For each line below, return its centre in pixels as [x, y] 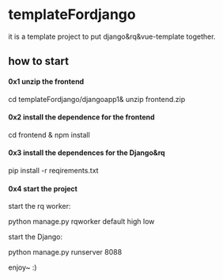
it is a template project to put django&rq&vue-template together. [112, 36]
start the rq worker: [40, 206]
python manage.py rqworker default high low [81, 221]
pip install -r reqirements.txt [53, 170]
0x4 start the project [43, 188]
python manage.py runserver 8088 [65, 252]
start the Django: [36, 237]
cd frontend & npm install [49, 134]
